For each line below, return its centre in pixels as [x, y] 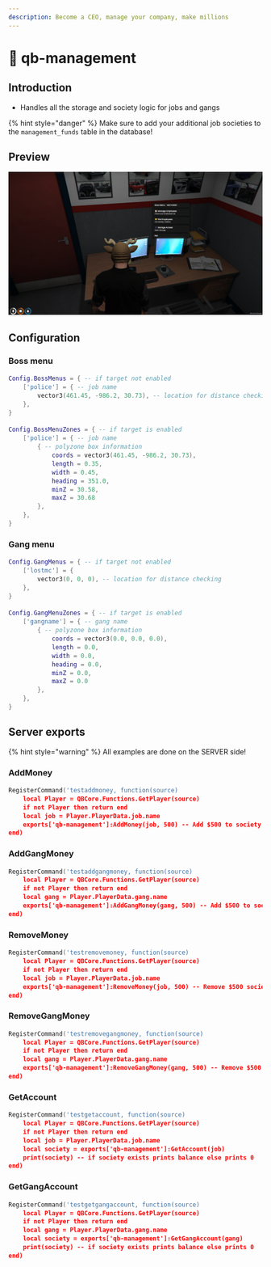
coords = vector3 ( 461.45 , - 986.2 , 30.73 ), [124, 455]
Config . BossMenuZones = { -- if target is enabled [95, 430]
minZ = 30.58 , [75, 489]
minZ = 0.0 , [71, 673]
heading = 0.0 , [77, 664]
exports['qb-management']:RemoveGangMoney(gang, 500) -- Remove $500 [142, 1068]
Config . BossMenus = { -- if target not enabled [90, 379]
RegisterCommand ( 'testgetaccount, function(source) [97, 1115]
